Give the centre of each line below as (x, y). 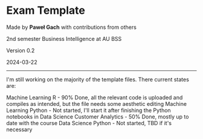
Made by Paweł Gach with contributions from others (72, 27)
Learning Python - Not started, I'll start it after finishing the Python (89, 110)
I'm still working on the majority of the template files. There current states (98, 79)
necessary (19, 129)
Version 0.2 (21, 50)
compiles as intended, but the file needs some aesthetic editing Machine (97, 103)
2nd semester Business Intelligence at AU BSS (64, 39)
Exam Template (46, 11)
